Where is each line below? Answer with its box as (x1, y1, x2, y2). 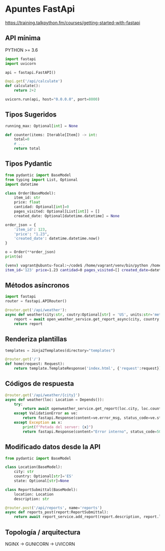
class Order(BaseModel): (5, 191, 56, 196)
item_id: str (14, 195, 41, 200)
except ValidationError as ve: (14, 411, 78, 416)
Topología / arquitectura (5, 528, 81, 536)
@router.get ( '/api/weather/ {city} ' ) (5, 392, 80, 398)
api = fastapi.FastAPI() (5, 70, 56, 75)
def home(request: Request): (5, 361, 65, 367)
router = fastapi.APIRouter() (5, 299, 67, 304)
